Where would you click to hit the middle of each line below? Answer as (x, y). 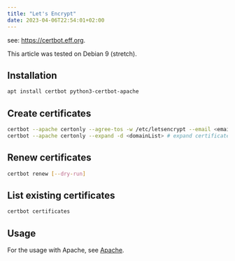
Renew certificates (50, 158)
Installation (32, 75)
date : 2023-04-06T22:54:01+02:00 (56, 20)
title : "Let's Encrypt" (42, 14)
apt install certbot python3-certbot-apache (73, 91)
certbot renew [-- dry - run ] (47, 174)
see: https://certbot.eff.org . (47, 40)
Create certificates (49, 113)
